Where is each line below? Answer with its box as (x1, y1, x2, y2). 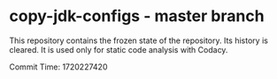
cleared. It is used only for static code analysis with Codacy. (9, 44, 228, 54)
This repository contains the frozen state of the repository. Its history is (9, 35, 268, 46)
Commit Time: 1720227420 (9, 61, 108, 72)
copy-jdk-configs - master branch (9, 6, 265, 26)
